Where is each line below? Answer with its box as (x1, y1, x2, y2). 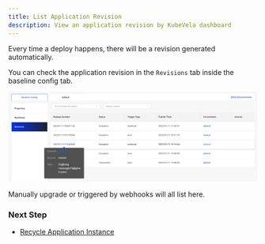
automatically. (8, 52, 54, 62)
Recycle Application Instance (19, 227, 115, 237)
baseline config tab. (8, 76, 74, 85)
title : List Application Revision (8, 13, 123, 21)
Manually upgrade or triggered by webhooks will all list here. (8, 190, 206, 199)
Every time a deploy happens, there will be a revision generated (8, 43, 216, 53)
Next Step (8, 209, 47, 220)
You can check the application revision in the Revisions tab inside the (8, 67, 235, 77)
